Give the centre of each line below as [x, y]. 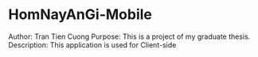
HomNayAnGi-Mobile [80, 15]
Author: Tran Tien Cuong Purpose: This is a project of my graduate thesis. [129, 36]
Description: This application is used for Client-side [92, 44]
